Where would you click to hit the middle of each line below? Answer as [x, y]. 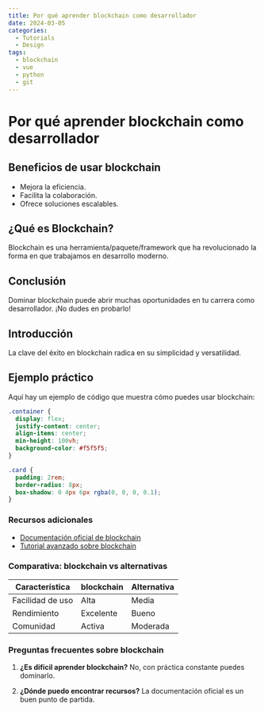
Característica [43, 586]
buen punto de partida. [57, 699]
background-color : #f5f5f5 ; [62, 449]
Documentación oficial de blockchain [80, 537]
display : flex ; [40, 419]
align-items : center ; [51, 434]
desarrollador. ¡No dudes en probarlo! [69, 309]
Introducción [41, 333]
